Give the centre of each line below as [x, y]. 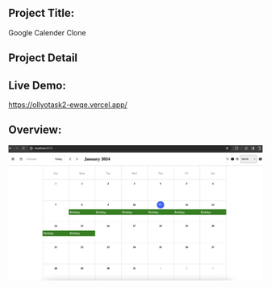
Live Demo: [37, 85]
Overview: [35, 130]
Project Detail [43, 58]
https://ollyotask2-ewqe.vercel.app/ [68, 105]
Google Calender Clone [47, 32]
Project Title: [42, 13]
